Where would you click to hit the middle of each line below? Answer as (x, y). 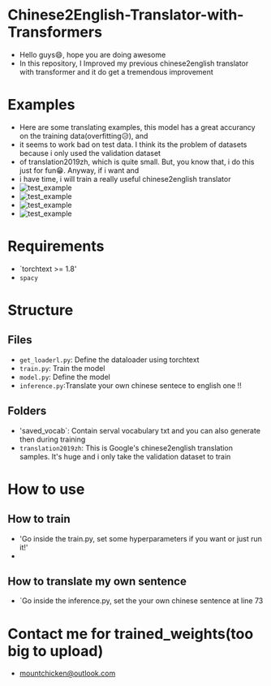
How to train (39, 519)
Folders (27, 411)
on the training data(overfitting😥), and (84, 136)
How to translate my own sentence (97, 582)
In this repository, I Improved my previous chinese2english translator (134, 63)
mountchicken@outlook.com (67, 673)
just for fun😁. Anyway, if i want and (79, 170)
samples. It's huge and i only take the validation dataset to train (125, 456)
